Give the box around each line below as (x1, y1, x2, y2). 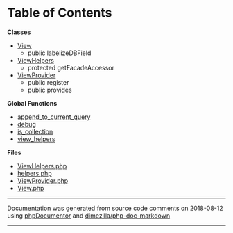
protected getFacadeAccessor (27, 63, 114, 72)
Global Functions (7, 99, 58, 107)
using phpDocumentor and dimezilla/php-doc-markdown (7, 211, 171, 220)
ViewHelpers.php (17, 161, 67, 170)
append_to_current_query (17, 113, 91, 121)
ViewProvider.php (17, 176, 69, 185)
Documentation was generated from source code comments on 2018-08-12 (7, 204, 223, 212)
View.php (17, 184, 44, 192)
